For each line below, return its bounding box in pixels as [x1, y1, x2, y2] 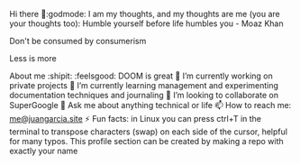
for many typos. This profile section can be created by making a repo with [9, 136, 284, 146]
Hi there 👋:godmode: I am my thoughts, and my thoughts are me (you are [9, 9, 281, 19]
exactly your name [9, 145, 78, 156]
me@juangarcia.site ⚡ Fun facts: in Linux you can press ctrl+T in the [9, 114, 262, 124]
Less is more [9, 53, 57, 63]
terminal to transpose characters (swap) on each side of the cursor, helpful [9, 126, 288, 137]
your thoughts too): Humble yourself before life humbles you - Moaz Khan [9, 18, 284, 29]
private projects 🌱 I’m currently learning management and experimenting [9, 80, 279, 90]
